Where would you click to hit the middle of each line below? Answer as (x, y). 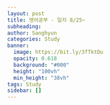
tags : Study (24, 84)
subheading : (24, 26)
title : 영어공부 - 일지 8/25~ (46, 20)
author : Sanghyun (32, 33)
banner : (18, 46)
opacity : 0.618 (35, 59)
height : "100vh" (37, 71)
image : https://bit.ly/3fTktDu (58, 52)
